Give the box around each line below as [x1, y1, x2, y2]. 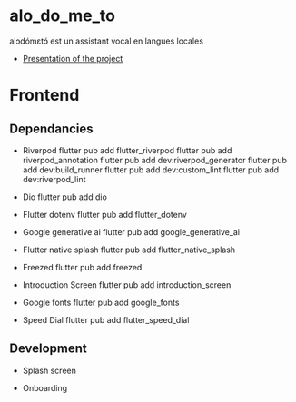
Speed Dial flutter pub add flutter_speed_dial [22, 314, 190, 325]
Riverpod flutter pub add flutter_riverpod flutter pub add [22, 144, 232, 155]
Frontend [9, 85, 80, 105]
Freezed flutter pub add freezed [22, 261, 143, 272]
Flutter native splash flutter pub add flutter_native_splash [22, 244, 236, 255]
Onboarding [22, 382, 68, 393]
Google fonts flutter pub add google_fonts [22, 297, 180, 308]
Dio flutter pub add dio [22, 191, 107, 202]
